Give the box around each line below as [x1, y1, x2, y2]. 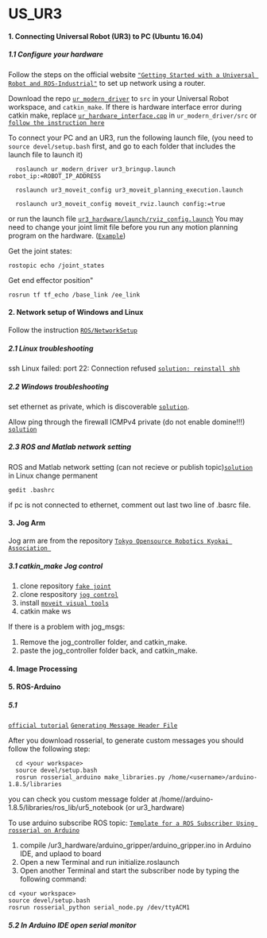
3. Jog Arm [8, 518, 46, 528]
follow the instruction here [8, 118, 105, 127]
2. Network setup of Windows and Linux [8, 308, 144, 317]
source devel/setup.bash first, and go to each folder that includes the [8, 141, 236, 151]
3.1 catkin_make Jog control [8, 561, 103, 571]
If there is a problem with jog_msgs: [8, 622, 126, 632]
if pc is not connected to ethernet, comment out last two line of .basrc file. [8, 500, 251, 510]
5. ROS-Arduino [8, 682, 61, 692]
